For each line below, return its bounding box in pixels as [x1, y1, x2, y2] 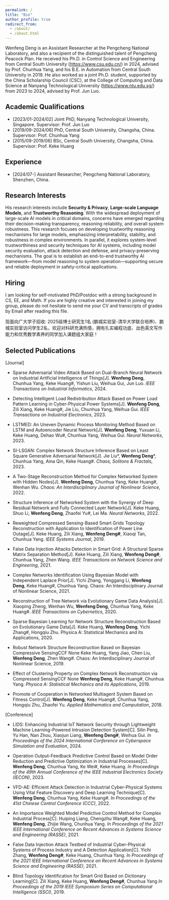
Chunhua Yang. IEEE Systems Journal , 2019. [12, 536, 105, 542]
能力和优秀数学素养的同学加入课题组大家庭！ [5, 331, 98, 337]
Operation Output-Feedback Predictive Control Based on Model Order [12, 753, 158, 759]
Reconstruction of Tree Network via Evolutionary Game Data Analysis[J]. [12, 598, 164, 604]
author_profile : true [5, 17, 51, 22]
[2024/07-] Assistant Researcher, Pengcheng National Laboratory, [12, 171, 151, 177]
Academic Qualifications [5, 102, 85, 111]
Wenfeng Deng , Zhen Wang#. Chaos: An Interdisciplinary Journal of [12, 655, 155, 661]
